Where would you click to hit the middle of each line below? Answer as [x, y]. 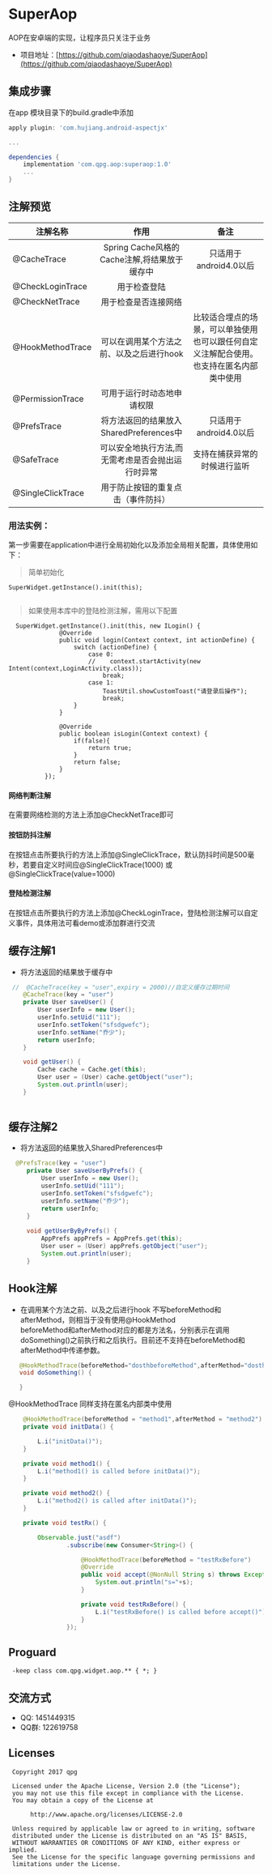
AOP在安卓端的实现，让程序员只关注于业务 [80, 37]
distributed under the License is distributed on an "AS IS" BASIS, [130, 1835]
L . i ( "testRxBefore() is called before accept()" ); [182, 1612]
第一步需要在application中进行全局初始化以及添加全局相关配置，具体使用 [130, 545]
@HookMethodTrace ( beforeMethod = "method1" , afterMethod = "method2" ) [143, 1419]
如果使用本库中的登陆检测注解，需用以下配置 [103, 611]
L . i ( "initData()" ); [70, 1441]
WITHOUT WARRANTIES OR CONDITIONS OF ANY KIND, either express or [126, 1843]
